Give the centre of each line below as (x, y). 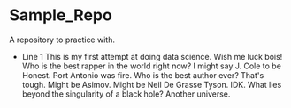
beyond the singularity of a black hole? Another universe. (126, 94)
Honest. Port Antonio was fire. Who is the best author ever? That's (143, 75)
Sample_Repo (61, 15)
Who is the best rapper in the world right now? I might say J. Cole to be (151, 66)
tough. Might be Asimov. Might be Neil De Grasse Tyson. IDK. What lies (152, 84)
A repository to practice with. (62, 40)
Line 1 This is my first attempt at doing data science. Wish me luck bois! (152, 56)
